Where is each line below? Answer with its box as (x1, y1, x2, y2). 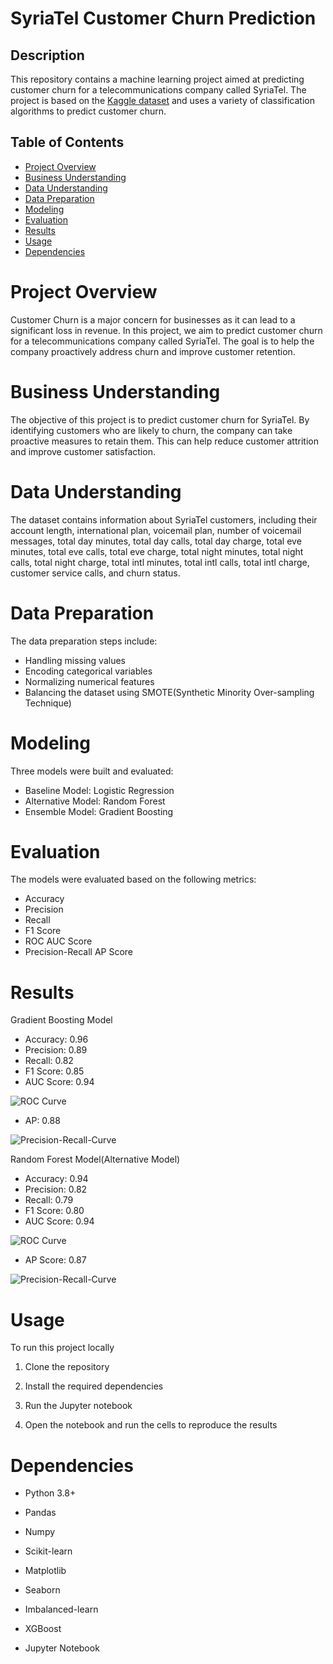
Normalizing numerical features (24, 675, 155, 687)
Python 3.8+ (24, 1487, 77, 1499)
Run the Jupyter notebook (24, 1400, 133, 1412)
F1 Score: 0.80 (24, 1205, 85, 1217)
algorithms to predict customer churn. (10, 105, 167, 117)
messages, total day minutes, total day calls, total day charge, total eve (10, 535, 302, 547)
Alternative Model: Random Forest (24, 795, 166, 807)
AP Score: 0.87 (24, 1254, 87, 1266)
